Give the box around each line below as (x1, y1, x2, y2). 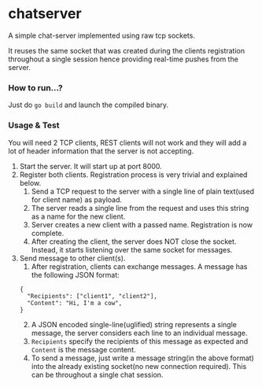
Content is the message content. (31, 345, 136, 354)
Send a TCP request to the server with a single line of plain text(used (31, 186, 254, 196)
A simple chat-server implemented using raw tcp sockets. (8, 31, 195, 40)
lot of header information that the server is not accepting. (8, 146, 194, 156)
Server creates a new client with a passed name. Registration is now (31, 219, 253, 229)
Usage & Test (8, 120, 60, 131)
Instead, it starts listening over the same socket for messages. (31, 245, 233, 254)
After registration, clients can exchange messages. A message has (31, 261, 248, 271)
